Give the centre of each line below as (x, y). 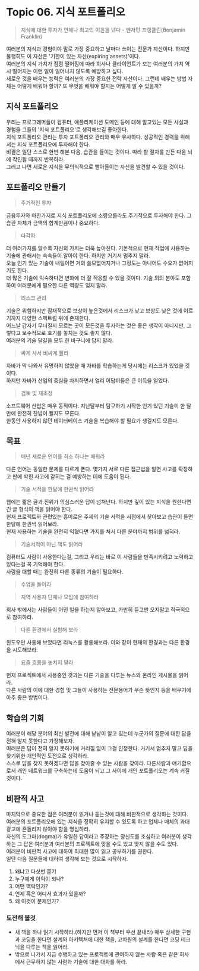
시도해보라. (25, 650)
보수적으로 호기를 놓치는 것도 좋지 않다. (67, 333)
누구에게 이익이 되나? (39, 879)
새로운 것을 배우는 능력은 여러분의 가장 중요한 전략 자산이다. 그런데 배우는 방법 (97, 79)
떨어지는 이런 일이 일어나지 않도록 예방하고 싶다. (68, 71)
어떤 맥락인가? (31, 886)
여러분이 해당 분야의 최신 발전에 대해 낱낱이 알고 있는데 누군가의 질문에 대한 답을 (99, 734)
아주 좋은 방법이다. (28, 697)
